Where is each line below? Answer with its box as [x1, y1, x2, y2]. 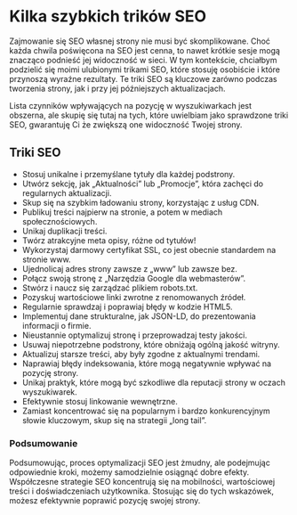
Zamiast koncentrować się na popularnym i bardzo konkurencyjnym [21, 405, 271, 416]
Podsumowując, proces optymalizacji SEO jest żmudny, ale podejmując [9, 457, 271, 469]
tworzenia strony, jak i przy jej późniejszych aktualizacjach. [9, 83, 226, 94]
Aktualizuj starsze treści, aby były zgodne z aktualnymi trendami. [21, 348, 261, 359]
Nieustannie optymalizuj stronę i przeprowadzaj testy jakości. [21, 330, 247, 340]
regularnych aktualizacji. [21, 187, 112, 198]
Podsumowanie [9, 437, 78, 449]
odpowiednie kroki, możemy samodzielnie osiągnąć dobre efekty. [9, 467, 250, 478]
